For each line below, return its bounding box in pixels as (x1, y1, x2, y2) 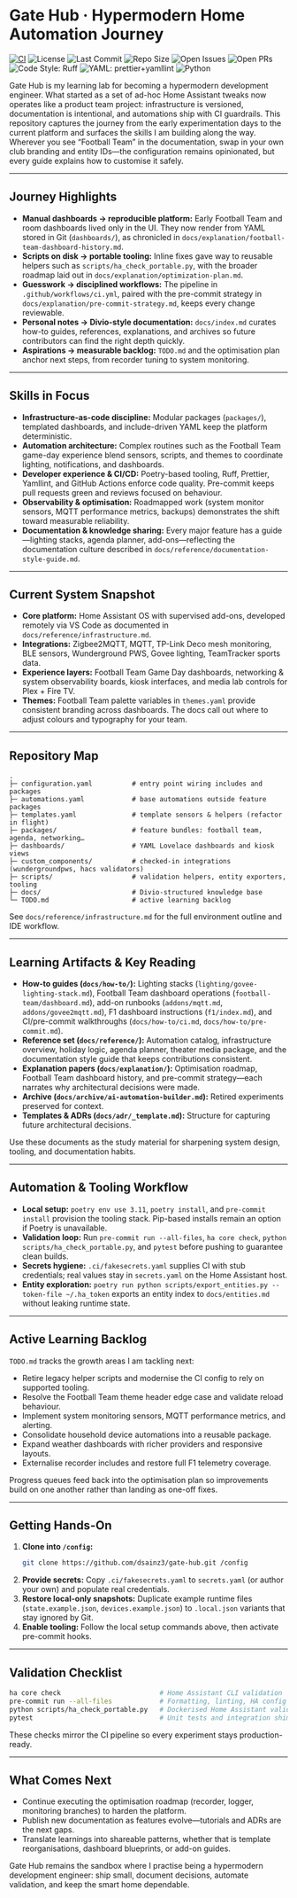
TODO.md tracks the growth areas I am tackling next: (9, 1355, 194, 1366)
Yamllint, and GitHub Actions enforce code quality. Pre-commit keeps (21, 478, 275, 488)
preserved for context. (21, 1101, 104, 1111)
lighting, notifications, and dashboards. (21, 458, 165, 470)
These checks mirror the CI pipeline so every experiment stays (9, 1730, 238, 1740)
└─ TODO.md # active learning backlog (9, 896, 232, 905)
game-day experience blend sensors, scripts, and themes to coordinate (21, 449, 284, 460)
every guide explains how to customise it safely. (9, 155, 184, 166)
